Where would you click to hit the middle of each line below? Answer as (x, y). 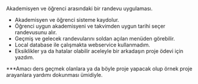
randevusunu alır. (36, 32)
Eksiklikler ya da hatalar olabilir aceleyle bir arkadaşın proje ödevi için (99, 51)
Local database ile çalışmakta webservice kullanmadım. (82, 45)
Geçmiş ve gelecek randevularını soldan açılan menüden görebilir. (95, 38)
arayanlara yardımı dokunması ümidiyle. (54, 75)
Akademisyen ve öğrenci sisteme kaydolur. (67, 20)
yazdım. (24, 57)
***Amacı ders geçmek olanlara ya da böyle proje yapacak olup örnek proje (99, 69)
